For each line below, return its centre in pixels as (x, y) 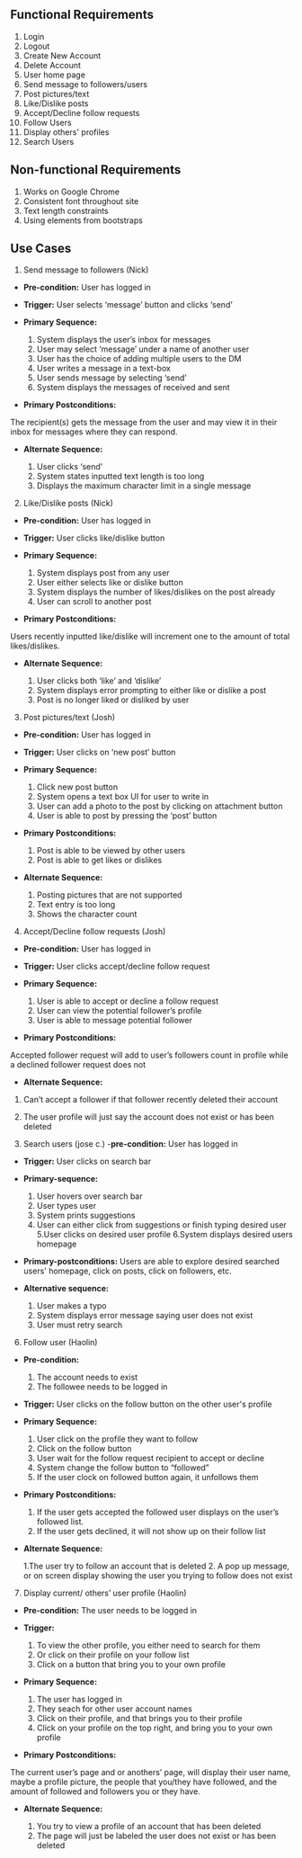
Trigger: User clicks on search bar (87, 1161)
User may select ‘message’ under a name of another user (143, 349)
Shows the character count (87, 914)
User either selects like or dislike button (110, 583)
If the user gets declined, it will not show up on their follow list (151, 1532)
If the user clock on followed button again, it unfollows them (147, 1478)
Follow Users (47, 122)
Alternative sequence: (66, 1289)
